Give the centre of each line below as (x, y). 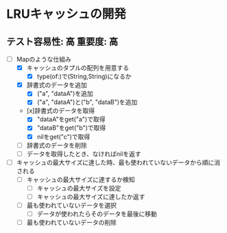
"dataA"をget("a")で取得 (71, 119)
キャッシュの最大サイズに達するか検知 (81, 180)
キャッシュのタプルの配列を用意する (78, 68)
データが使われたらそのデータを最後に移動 (97, 214)
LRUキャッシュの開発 (66, 14)
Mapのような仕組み (44, 59)
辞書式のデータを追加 (57, 85)
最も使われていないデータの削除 (72, 223)
